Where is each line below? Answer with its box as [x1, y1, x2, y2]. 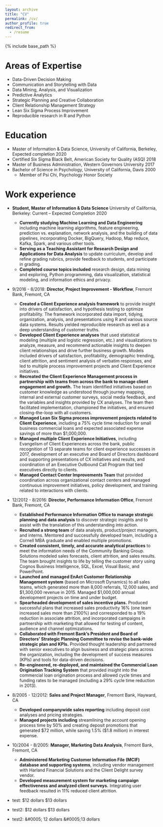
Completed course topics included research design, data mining [19, 266, 150, 272]
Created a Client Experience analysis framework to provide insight [19, 301, 156, 306]
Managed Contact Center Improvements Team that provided [19, 472, 144, 478]
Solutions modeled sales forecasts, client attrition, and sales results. [19, 553, 156, 559]
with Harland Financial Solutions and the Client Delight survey [19, 767, 144, 773]
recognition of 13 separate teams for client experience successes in [19, 446, 156, 452]
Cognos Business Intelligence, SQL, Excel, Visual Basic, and [19, 563, 140, 569]
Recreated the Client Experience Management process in [19, 373, 138, 379]
